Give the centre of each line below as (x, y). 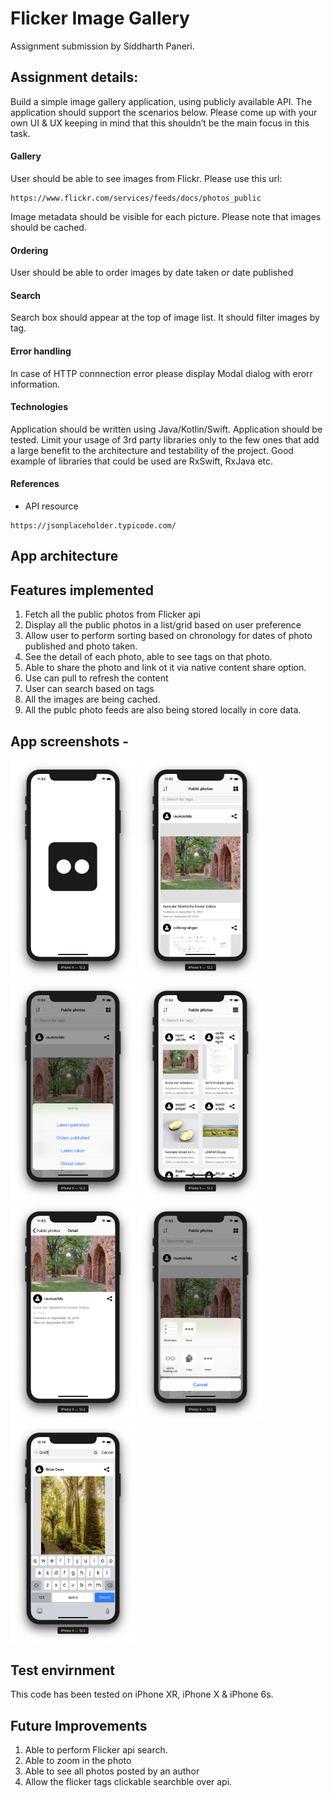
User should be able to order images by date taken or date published (152, 273)
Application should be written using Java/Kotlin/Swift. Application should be (166, 429)
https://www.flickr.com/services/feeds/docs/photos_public (136, 198)
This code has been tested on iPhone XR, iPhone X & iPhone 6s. (142, 1694)
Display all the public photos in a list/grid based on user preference (163, 625)
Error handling (41, 351)
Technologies (39, 407)
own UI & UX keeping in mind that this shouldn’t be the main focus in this (160, 123)
